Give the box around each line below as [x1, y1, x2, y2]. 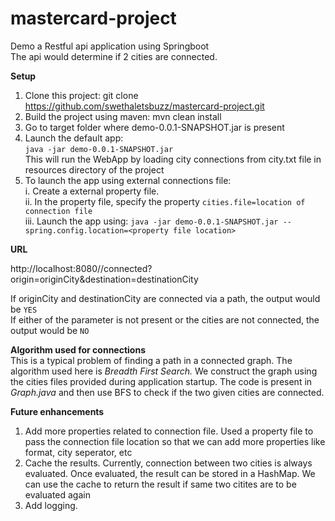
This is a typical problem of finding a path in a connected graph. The [10, 354, 293, 366]
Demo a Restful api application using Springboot [10, 40, 210, 52]
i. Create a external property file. [24, 185, 160, 197]
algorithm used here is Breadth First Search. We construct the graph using [10, 365, 318, 377]
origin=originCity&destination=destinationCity [10, 273, 199, 285]
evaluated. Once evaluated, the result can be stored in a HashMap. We [24, 467, 316, 479]
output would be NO [10, 324, 90, 336]
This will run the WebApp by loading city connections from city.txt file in [24, 153, 322, 165]
